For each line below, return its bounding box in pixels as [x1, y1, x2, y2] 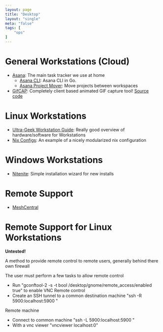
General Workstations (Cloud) [5, 56, 130, 67]
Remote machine [5, 307, 39, 313]
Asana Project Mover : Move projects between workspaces [19, 82, 138, 89]
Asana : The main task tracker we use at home [12, 72, 105, 78]
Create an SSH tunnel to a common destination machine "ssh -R [12, 293, 142, 299]
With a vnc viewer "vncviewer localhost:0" [12, 322, 98, 328]
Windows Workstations [5, 154, 103, 166]
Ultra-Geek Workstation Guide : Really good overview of [12, 127, 125, 133]
